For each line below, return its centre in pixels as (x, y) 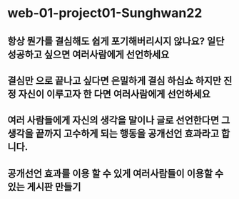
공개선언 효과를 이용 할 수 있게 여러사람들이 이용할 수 (116, 173)
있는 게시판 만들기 (44, 187)
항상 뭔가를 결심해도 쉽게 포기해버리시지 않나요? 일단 (116, 41)
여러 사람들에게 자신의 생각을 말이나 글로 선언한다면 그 (119, 120)
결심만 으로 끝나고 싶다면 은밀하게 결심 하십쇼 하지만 (115, 81)
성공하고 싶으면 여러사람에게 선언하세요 (88, 54)
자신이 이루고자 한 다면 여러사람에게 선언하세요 (114, 94)
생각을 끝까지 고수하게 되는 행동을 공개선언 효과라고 (113, 134)
